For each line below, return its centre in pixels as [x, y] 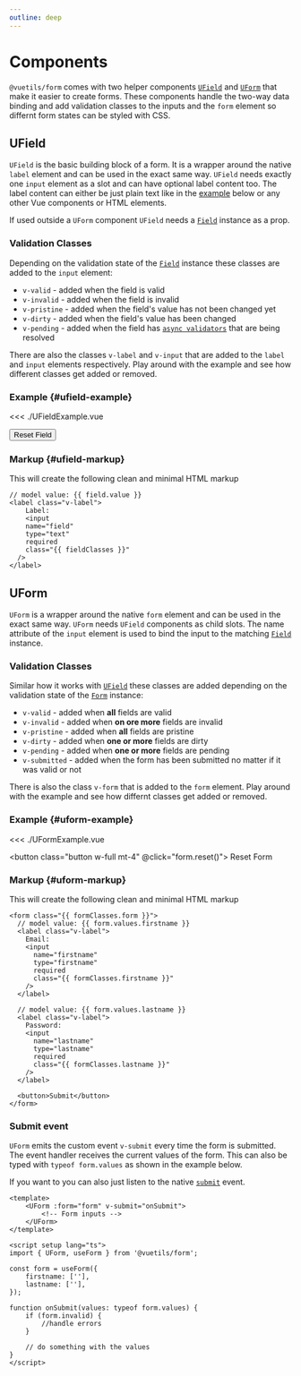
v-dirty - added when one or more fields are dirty [115, 741]
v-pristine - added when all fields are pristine [108, 731]
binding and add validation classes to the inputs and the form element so [143, 106]
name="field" [50, 526]
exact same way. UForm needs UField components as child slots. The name [147, 624]
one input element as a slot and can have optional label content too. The [143, 184]
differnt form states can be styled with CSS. [90, 115]
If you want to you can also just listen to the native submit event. [127, 1182]
